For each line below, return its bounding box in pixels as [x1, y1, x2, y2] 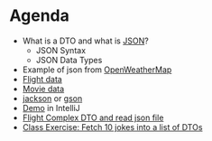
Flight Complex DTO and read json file [22, 112, 164, 123]
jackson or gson [22, 92, 83, 104]
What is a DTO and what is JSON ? [22, 35, 149, 46]
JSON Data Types [35, 54, 103, 65]
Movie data [22, 83, 65, 94]
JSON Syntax [35, 44, 87, 55]
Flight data [22, 73, 63, 84]
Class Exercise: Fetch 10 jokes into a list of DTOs [22, 121, 203, 132]
